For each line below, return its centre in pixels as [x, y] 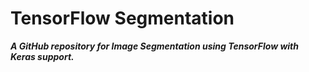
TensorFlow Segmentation [122, 18]
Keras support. [42, 56]
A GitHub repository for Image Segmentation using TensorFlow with [154, 46]
